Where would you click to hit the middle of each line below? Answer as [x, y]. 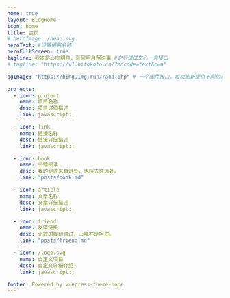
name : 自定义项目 [41, 259]
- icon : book [32, 158]
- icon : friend [35, 221]
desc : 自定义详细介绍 [47, 265]
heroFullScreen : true [38, 52]
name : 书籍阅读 [39, 165]
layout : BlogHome [32, 20]
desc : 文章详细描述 [44, 203]
